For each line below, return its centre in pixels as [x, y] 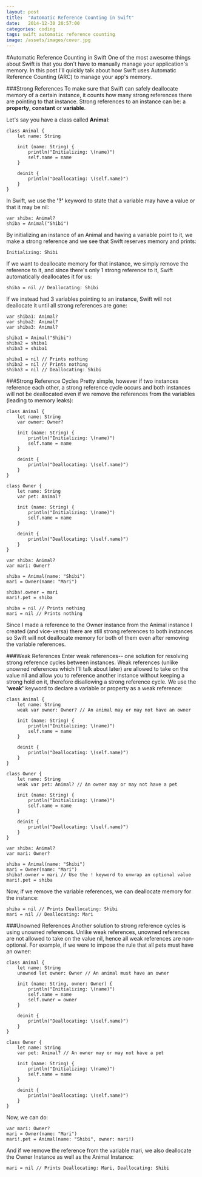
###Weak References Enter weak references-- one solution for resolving [97, 656]
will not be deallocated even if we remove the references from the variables [101, 394]
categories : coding [31, 29]
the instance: [22, 898]
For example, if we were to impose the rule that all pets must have [112, 945]
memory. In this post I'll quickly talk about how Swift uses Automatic [92, 70]
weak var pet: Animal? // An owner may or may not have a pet [97, 784]
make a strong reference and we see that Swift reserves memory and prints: [102, 241]
